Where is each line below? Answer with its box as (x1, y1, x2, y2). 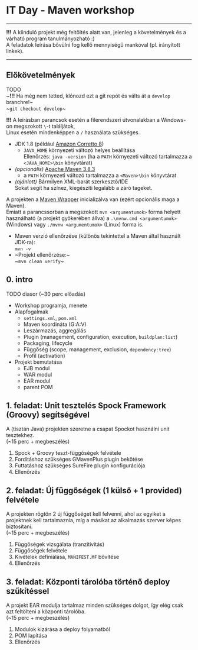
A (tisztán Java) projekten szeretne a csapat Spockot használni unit (6, 425, 170, 432)
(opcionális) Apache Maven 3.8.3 (14, 165, 95, 172)
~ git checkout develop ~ (6, 105, 66, 112)
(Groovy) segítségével (6, 409, 90, 420)
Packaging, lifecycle (23, 339, 72, 347)
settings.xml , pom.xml (23, 314, 77, 321)
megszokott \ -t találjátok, (14, 122, 75, 130)
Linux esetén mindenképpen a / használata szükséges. (6, 128, 140, 136)
